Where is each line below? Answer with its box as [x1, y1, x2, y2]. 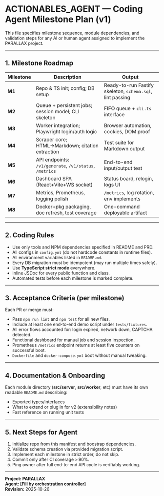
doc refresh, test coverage [36, 209, 97, 216]
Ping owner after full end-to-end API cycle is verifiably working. [12, 462, 141, 467]
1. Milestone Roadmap [5, 59, 74, 67]
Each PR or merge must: [5, 307, 54, 313]
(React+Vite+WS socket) [36, 181, 93, 188]
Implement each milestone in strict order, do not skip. [12, 452, 120, 457]
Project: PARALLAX [5, 476, 45, 481]
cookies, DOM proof [104, 128, 150, 135]
